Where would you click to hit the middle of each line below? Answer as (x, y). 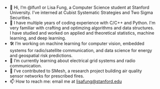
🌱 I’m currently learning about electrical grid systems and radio (72, 61)
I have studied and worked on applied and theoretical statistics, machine (82, 33)
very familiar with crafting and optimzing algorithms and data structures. (82, 28)
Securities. (20, 18)
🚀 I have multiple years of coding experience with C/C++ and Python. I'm (82, 23)
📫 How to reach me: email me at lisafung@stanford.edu (66, 81)
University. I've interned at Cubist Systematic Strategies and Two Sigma (81, 13)
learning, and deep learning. (38, 38)
